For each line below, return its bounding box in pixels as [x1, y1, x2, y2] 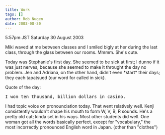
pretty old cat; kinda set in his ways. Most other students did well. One [5, 114, 150, 120]
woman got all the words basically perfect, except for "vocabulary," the [5, 119, 151, 125]
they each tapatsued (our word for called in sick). [5, 75, 106, 81]
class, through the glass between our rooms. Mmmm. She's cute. [5, 49, 139, 55]
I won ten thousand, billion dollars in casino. [5, 94, 126, 99]
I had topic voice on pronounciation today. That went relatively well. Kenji [5, 103, 155, 109]
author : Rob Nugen [5, 16, 43, 21]
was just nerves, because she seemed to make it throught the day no [5, 64, 147, 70]
